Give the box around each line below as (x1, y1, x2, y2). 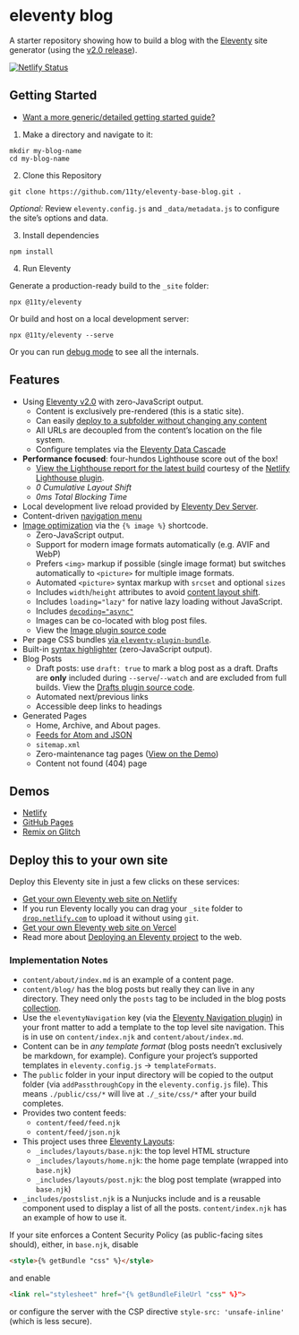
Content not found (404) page (35, 758, 148, 769)
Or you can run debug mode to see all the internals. (9, 346, 200, 357)
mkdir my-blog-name (9, 146, 82, 155)
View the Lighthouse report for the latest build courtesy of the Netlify (35, 462, 291, 473)
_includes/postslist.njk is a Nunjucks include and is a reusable (21, 1193, 261, 1204)
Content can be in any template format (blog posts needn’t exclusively (21, 1041, 283, 1052)
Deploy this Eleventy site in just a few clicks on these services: (9, 876, 240, 887)
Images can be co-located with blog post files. (35, 615, 208, 625)
